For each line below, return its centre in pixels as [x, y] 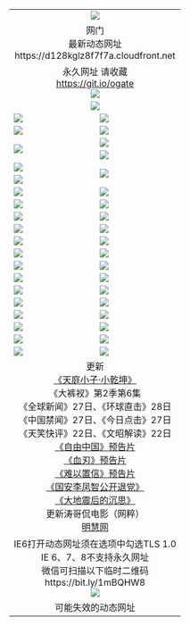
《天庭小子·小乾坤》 [95, 380]
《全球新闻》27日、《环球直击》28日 [95, 406]
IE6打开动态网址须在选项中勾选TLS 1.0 [95, 544]
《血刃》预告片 [95, 460]
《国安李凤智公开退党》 [95, 487]
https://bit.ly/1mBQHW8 [95, 582]
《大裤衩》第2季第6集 [95, 393]
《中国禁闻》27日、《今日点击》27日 [95, 420]
